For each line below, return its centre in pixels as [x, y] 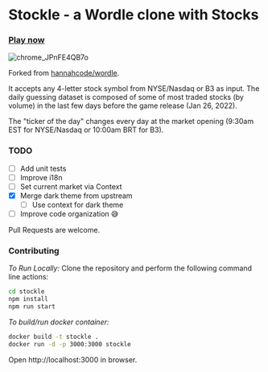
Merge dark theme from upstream [76, 196]
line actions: [29, 277]
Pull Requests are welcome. [54, 230]
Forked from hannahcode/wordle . [64, 73]
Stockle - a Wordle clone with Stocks [134, 15]
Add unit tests [43, 168]
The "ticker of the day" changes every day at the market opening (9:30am [131, 122]
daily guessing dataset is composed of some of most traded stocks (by [126, 97]
